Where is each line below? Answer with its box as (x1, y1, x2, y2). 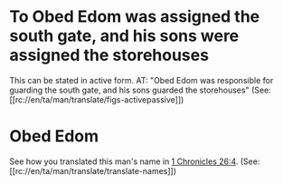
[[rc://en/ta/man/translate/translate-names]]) (9, 165, 177, 176)
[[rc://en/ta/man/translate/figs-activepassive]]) (9, 93, 184, 105)
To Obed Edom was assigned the (9, 6, 260, 27)
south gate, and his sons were (9, 25, 240, 46)
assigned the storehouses (9, 45, 210, 65)
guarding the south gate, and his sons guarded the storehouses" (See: (9, 84, 271, 95)
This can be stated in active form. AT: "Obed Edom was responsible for (9, 74, 274, 85)
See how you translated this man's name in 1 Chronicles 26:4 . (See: (9, 156, 260, 167)
